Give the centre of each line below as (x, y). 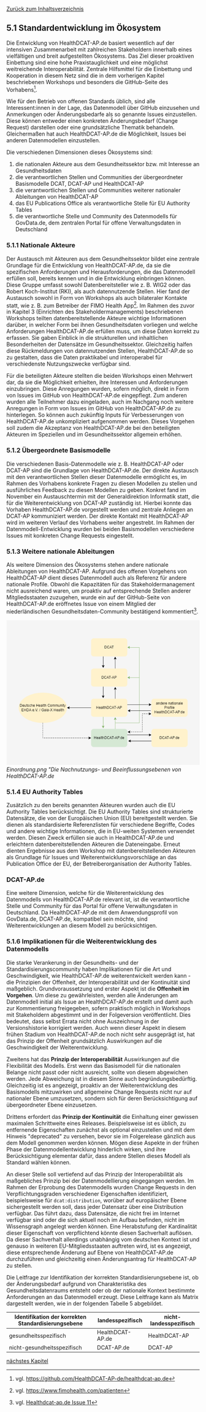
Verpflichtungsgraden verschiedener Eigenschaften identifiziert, (87, 1194)
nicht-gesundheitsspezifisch (45, 1347)
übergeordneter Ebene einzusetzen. (52, 1105)
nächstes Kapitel (27, 1361)
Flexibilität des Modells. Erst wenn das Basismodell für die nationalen (93, 1065)
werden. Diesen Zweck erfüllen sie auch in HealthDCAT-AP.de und (90, 837)
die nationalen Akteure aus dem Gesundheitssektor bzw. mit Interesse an (107, 164)
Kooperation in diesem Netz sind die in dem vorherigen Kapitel (85, 75)
